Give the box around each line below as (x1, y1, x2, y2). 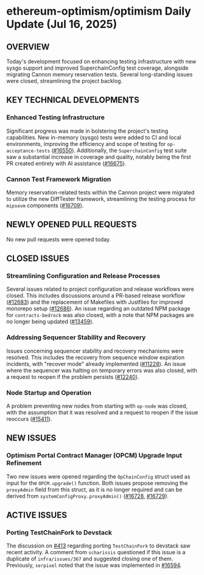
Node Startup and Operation (6, 388, 92, 397)
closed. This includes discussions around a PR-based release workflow (6, 292, 186, 299)
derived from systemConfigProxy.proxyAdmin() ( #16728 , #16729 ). (6, 492, 169, 499)
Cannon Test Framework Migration (6, 175, 111, 183)
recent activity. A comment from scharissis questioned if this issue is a (6, 549, 186, 556)
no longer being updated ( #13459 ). (6, 318, 94, 325)
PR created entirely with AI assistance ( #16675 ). (6, 159, 127, 167)
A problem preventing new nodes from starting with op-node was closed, (6, 402, 188, 410)
